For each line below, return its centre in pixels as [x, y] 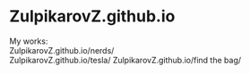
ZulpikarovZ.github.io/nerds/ [62, 50]
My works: [29, 41]
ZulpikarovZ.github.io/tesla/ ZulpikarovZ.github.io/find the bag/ [125, 60]
